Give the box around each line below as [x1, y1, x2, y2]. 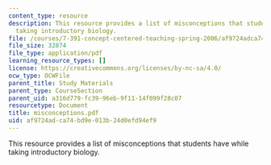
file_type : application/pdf [8, 49, 103, 57]
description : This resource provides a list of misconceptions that [8, 19, 244, 27]
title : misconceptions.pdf [8, 109, 99, 118]
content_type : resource [8, 11, 89, 20]
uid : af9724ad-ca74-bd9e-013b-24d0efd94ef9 [8, 117, 157, 125]
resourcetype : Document [8, 101, 89, 109]
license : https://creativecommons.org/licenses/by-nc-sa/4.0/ [8, 64, 222, 72]
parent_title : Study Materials [8, 79, 114, 87]
